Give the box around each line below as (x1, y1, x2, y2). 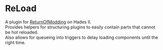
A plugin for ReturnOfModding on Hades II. (5, 19, 92, 25)
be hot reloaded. (5, 29, 39, 35)
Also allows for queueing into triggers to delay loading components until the (5, 34, 158, 40)
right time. (5, 39, 26, 45)
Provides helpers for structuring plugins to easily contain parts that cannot (5, 24, 156, 30)
